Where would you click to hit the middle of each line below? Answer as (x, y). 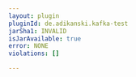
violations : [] (34, 53)
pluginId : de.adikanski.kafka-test (68, 24)
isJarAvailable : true (45, 38)
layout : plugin (34, 16)
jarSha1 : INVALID (38, 31)
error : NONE (28, 46)
